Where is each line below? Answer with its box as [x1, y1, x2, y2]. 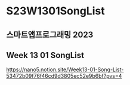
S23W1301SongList [6, 4, 106, 18]
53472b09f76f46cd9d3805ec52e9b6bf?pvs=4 [6, 72, 122, 80]
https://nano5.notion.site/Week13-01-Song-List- [6, 66, 124, 73]
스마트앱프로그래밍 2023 [6, 29, 94, 40]
